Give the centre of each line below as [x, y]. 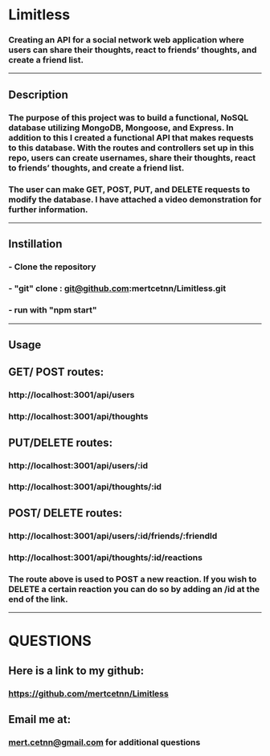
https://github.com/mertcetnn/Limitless [88, 693]
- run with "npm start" [53, 310]
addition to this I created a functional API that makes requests [131, 137]
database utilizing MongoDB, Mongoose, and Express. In [121, 128]
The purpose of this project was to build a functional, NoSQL [129, 117]
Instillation [35, 244]
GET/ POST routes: [56, 372]
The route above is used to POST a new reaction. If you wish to [133, 578]
